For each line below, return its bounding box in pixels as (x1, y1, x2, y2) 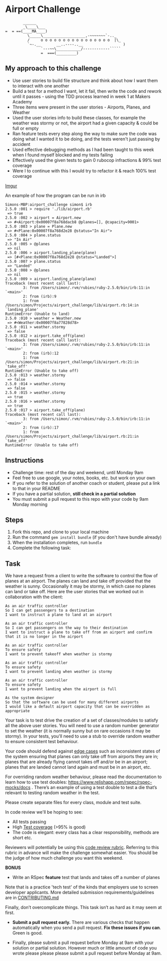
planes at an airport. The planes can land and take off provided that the (5, 578, 151, 584)
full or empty (12, 125, 39, 131)
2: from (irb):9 (23, 294, 57, 299)
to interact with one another (12, 82, 70, 88)
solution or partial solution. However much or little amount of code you (12, 945, 157, 951)
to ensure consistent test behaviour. (5, 739, 79, 745)
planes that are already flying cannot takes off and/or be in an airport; (5, 759, 148, 765)
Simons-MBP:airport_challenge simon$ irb (5, 202, 92, 207)
